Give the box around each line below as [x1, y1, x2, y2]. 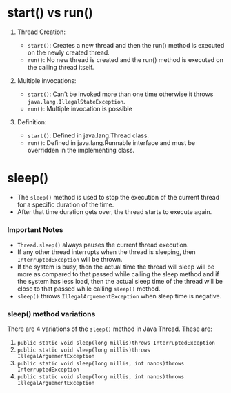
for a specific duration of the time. [17, 200, 114, 209]
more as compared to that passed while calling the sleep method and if [17, 270, 219, 278]
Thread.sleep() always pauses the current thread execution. [17, 240, 189, 249]
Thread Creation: [17, 28, 66, 36]
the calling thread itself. [27, 63, 94, 71]
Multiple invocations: [17, 76, 77, 84]
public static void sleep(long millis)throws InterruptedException [17, 340, 215, 347]
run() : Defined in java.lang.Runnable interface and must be [27, 138, 195, 146]
